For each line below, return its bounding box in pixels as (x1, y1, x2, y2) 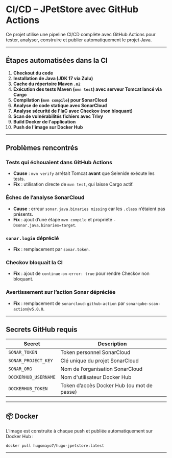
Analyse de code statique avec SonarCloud (13, 102, 107, 108)
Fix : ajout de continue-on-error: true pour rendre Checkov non (13, 270, 150, 276)
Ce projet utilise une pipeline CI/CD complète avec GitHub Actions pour (6, 31, 156, 37)
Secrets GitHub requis (6, 325, 78, 334)
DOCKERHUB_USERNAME (8, 374, 56, 380)
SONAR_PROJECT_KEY (8, 358, 53, 364)
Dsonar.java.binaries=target (13, 223, 76, 228)
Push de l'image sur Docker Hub (13, 124, 83, 130)
